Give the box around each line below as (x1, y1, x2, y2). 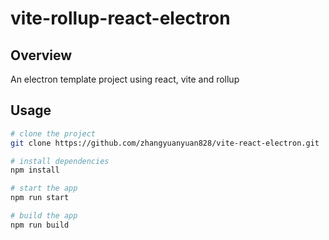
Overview (10, 47, 73, 64)
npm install (10, 165, 60, 176)
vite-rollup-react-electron (10, 7, 231, 30)
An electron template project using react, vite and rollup (10, 73, 240, 85)
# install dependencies (10, 156, 110, 166)
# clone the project (10, 128, 97, 139)
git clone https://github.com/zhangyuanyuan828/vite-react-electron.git (10, 138, 320, 148)
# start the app (10, 183, 78, 194)
